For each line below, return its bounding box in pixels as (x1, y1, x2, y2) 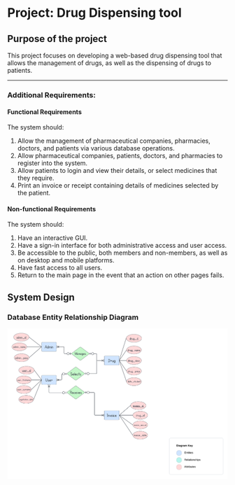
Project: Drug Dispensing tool (7, 5, 182, 21)
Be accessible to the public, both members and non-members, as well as (17, 248, 228, 257)
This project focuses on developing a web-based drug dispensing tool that (7, 51, 222, 59)
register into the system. (17, 159, 88, 167)
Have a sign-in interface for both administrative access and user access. (17, 241, 227, 250)
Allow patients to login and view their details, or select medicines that (17, 167, 218, 175)
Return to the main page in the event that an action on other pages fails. (17, 271, 225, 279)
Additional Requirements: (7, 90, 96, 99)
